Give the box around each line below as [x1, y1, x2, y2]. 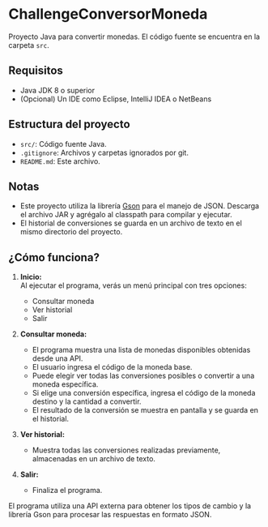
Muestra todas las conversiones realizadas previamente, [32, 445, 221, 455]
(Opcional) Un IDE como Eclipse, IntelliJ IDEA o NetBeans [19, 94, 212, 104]
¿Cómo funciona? [8, 251, 100, 264]
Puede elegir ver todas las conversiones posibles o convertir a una [32, 371, 255, 381]
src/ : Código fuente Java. [19, 139, 107, 148]
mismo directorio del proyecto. [19, 227, 123, 237]
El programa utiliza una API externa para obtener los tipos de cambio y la [8, 501, 252, 511]
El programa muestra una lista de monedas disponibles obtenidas [32, 345, 251, 355]
